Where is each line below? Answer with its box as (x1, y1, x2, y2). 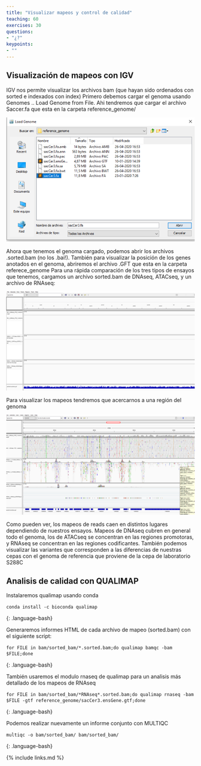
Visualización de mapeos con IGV (6, 71, 134, 81)
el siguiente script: (6, 633, 52, 640)
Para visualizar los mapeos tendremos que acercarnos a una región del (6, 397, 182, 404)
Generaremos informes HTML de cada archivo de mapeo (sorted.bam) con (6, 626, 191, 634)
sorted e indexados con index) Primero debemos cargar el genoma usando (6, 93, 191, 100)
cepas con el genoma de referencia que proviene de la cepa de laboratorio (6, 552, 191, 560)
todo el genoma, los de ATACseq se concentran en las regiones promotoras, (6, 533, 194, 540)
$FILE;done (6, 651, 33, 657)
